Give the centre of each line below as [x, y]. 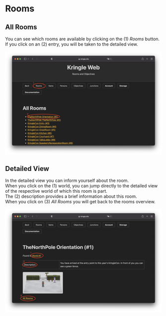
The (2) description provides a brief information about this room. [71, 196]
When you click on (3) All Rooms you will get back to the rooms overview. [80, 202]
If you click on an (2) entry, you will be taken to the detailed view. [72, 44]
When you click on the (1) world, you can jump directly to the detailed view [82, 186]
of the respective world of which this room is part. [56, 191]
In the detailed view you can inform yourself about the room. [67, 181]
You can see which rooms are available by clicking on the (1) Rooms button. [83, 39]
